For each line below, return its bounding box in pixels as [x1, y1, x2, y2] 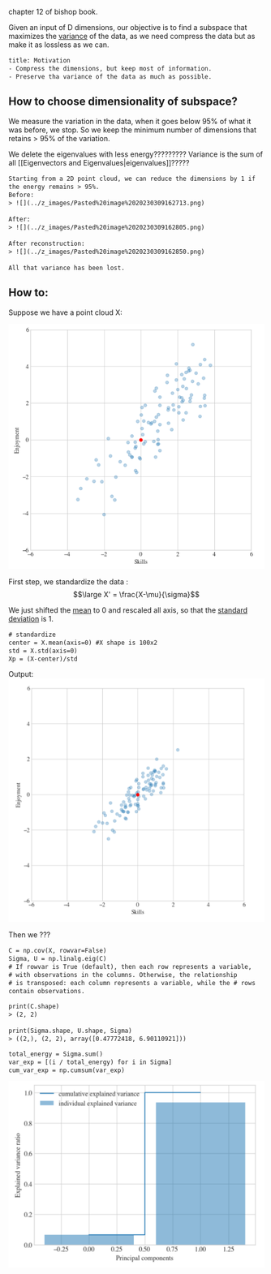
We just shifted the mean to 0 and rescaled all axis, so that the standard [8, 605, 248, 615]
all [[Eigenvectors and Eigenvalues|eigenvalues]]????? [8, 157, 190, 167]
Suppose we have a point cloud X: [8, 308, 123, 317]
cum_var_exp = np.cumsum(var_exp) [8, 1066, 126, 1074]
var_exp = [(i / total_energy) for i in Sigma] [8, 1058, 173, 1066]
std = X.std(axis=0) [8, 647, 79, 656]
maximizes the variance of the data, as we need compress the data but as [8, 32, 256, 41]
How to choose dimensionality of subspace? [8, 95, 238, 109]
